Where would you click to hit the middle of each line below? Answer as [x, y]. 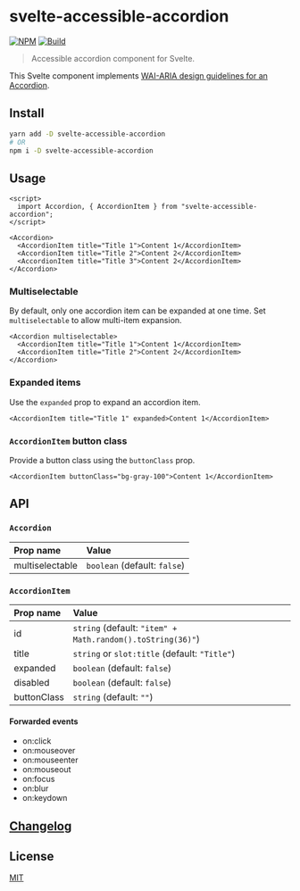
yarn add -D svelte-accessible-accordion [87, 134]
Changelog [41, 826]
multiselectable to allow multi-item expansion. [96, 321]
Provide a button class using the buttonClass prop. [102, 461]
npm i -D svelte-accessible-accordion [81, 150]
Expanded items [45, 383]
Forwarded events [44, 721]
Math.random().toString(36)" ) [137, 639]
